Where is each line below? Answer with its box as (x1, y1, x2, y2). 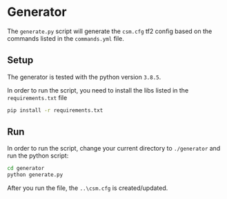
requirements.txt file (7, 93, 68, 102)
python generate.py (7, 171, 63, 178)
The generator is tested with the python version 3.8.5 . (7, 73, 161, 81)
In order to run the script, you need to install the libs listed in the (7, 86, 189, 94)
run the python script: (7, 151, 69, 160)
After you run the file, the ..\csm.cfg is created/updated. (7, 184, 168, 192)
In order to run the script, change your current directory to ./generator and (7, 144, 221, 153)
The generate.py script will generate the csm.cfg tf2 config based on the (7, 27, 213, 35)
